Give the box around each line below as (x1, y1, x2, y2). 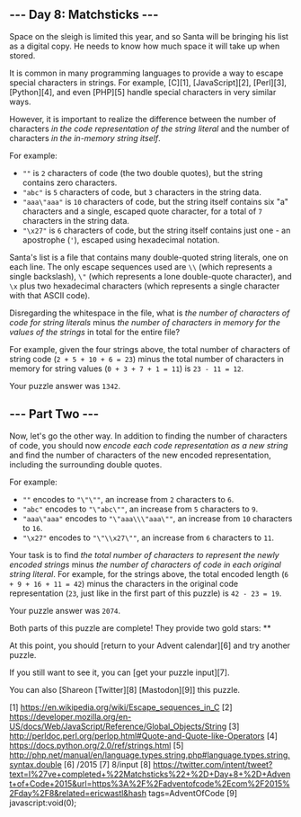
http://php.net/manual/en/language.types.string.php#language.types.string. (9, 750, 290, 760)
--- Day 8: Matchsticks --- (9, 7, 159, 22)
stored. (9, 49, 36, 61)
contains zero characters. (22, 177, 118, 188)
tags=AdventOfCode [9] (147, 787, 238, 798)
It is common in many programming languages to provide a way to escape (9, 67, 284, 78)
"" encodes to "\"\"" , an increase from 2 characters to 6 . (22, 493, 235, 504)
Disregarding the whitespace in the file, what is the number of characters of (9, 307, 290, 318)
